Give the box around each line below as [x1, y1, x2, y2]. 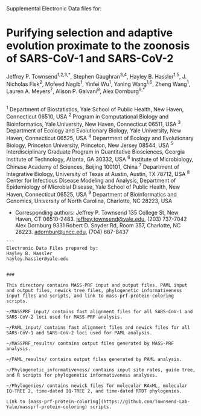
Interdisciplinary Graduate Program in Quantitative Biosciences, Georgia [6, 148, 185, 155]
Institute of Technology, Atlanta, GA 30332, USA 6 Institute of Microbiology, [6, 155, 194, 163]
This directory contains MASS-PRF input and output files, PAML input [6, 282, 188, 288]
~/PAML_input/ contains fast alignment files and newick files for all [6, 324, 190, 331]
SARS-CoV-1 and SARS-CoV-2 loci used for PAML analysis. [6, 330, 153, 336]
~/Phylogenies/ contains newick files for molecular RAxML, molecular [6, 383, 188, 389]
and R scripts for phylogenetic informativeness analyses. [6, 372, 158, 378]
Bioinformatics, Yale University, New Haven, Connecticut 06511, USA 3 [6, 120, 181, 128]
